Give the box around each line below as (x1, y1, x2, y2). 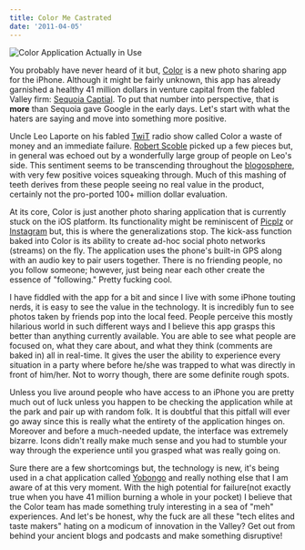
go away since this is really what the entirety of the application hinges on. (9, 415, 285, 426)
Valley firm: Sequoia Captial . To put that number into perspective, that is (9, 93, 280, 105)
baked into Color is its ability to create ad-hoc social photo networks (9, 235, 266, 246)
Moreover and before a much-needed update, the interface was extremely (9, 425, 289, 436)
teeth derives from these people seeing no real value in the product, (9, 178, 265, 189)
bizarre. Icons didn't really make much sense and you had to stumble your (9, 434, 288, 446)
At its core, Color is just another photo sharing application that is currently (9, 206, 287, 217)
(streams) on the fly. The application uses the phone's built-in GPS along (9, 245, 282, 256)
